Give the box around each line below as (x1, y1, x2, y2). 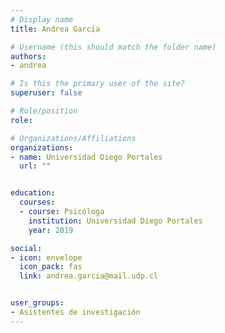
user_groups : (10, 298, 65, 308)
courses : (19, 197, 56, 208)
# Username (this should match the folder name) (10, 42, 217, 52)
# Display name (10, 14, 74, 25)
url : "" (19, 161, 52, 171)
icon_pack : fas (19, 262, 83, 272)
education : (10, 188, 56, 198)
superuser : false (10, 88, 83, 98)
